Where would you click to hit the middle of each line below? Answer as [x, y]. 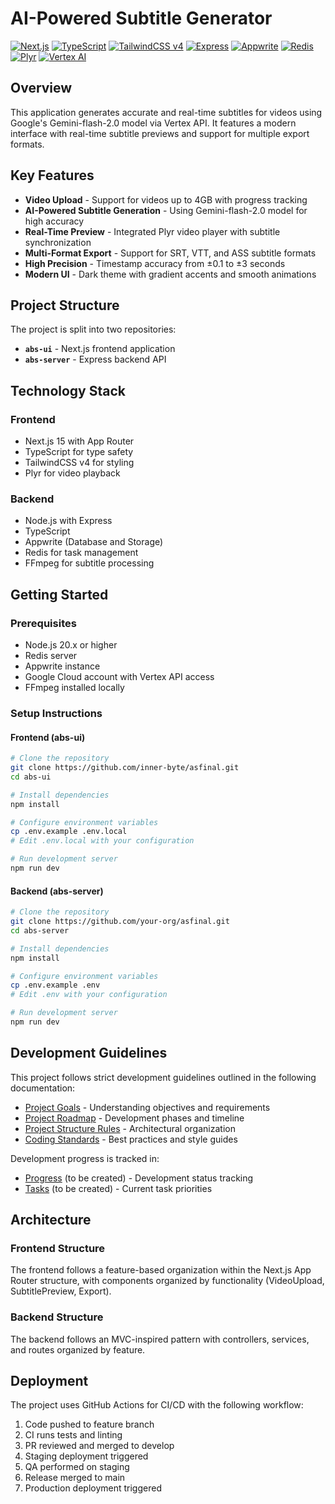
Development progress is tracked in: [85, 1158]
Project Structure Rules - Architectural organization [130, 1128]
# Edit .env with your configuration [89, 995]
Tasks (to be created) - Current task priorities [118, 1188]
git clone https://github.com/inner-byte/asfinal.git [125, 768]
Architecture [51, 1220]
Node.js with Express [68, 521]
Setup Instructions [56, 713]
